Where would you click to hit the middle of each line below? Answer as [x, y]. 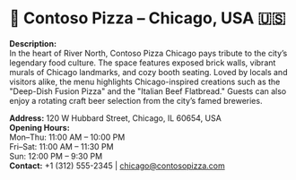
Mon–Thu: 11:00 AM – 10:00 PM [67, 137]
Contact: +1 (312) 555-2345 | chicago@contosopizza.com [118, 166]
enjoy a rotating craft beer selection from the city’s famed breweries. [136, 100]
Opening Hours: [39, 127]
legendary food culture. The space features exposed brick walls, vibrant [143, 63]
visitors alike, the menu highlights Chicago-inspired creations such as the [145, 81]
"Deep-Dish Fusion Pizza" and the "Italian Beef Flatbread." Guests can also [148, 91]
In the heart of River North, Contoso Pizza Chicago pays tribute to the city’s [148, 53]
